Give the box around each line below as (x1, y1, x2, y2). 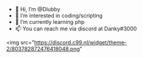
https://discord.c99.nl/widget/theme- (34, 39, 127, 46)
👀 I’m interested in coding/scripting (15, 12, 103, 19)
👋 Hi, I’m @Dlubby (15, 6, 61, 13)
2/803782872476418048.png (6, 45, 80, 52)
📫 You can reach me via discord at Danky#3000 (15, 25, 138, 32)
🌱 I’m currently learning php (15, 19, 85, 25)
